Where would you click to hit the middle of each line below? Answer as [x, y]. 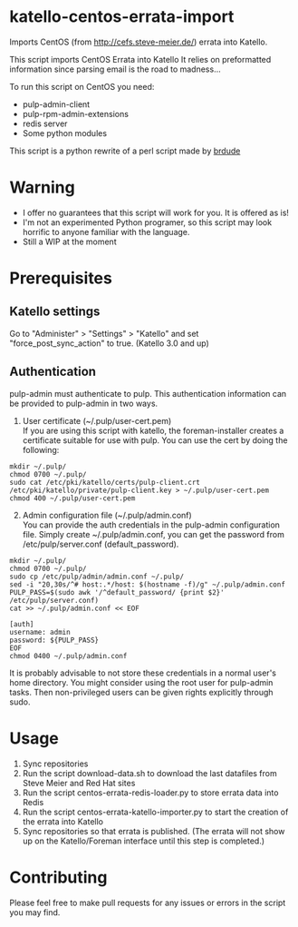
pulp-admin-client [56, 104]
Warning [42, 187]
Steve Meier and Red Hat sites [79, 783]
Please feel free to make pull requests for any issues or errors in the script [148, 902]
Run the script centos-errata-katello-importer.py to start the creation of [155, 812]
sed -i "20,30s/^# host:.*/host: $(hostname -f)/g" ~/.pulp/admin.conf [147, 584]
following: [41, 449]
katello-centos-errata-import [122, 17]
